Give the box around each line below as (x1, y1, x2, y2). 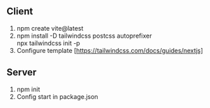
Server (6, 66, 37, 79)
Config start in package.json (16, 92, 98, 100)
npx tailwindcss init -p (16, 38, 81, 47)
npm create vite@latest (16, 24, 84, 32)
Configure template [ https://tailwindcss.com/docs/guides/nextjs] (16, 46, 204, 54)
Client (6, 6, 33, 17)
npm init (16, 85, 40, 93)
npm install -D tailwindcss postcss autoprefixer (16, 31, 152, 40)
